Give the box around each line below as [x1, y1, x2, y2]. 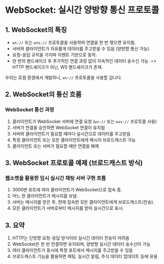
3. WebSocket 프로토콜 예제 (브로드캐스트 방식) [5, 159, 143, 167]
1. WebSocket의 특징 [5, 26, 67, 34]
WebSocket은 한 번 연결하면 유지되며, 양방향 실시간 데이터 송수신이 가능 [12, 241, 151, 247]
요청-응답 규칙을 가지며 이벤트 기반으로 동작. [12, 52, 97, 58]
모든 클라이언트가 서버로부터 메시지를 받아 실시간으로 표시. [12, 205, 124, 211]
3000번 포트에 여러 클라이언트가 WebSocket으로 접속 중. [12, 187, 122, 193]
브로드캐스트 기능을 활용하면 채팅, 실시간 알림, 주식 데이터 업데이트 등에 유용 [12, 254, 158, 260]
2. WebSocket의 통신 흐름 [5, 90, 82, 99]
